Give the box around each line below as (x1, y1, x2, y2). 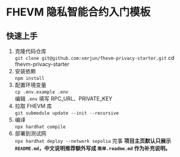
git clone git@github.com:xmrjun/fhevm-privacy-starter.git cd (14, 55, 175, 61)
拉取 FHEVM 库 (14, 102, 52, 110)
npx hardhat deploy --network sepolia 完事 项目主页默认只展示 (14, 137, 171, 144)
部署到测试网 (14, 130, 46, 137)
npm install (14, 75, 45, 81)
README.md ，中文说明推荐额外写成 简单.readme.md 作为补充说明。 (14, 145, 171, 152)
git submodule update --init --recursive (14, 110, 119, 116)
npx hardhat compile (14, 124, 66, 130)
